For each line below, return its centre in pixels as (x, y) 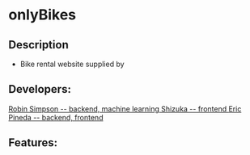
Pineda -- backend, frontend (56, 117)
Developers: (40, 89)
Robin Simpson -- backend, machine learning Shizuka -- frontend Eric (125, 109)
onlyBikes (42, 15)
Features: (33, 143)
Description (38, 45)
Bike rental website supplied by (72, 64)
